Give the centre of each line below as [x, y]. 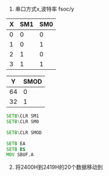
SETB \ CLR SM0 [23, 121]
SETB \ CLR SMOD [24, 132]
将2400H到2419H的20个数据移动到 [59, 167]
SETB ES [16, 149]
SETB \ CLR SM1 [23, 116]
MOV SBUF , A [20, 155]
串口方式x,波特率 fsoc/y [45, 9]
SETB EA [16, 144]
